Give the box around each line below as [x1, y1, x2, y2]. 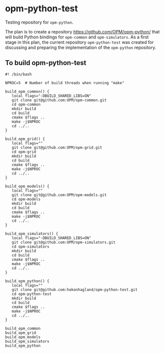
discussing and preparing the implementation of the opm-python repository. [5, 44, 157, 50]
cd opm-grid [11, 149, 36, 154]
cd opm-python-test [11, 291, 52, 296]
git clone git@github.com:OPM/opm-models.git [11, 193, 107, 197]
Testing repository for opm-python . [5, 19, 74, 25]
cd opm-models [11, 196, 41, 202]
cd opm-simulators [11, 244, 50, 249]
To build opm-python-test [5, 59, 87, 67]
